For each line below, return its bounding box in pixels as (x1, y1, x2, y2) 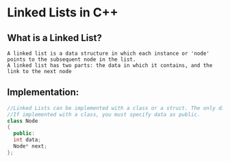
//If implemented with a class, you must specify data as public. (7, 111, 201, 118)
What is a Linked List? (7, 32, 103, 44)
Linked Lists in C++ (7, 5, 118, 21)
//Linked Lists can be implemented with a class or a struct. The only (7, 105, 216, 111)
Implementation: (7, 87, 79, 98)
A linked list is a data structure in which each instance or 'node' (7, 50, 210, 57)
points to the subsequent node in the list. (7, 56, 136, 63)
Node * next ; (13, 143, 48, 150)
